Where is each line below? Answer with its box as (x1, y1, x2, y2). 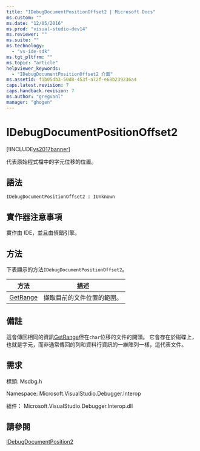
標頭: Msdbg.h (6, 378, 42, 385)
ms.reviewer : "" (6, 32, 47, 38)
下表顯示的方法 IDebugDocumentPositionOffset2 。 (6, 266, 128, 273)
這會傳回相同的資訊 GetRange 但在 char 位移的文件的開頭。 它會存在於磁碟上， (6, 333, 198, 341)
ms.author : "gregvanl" (6, 93, 64, 100)
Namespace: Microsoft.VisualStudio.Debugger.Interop (6, 390, 141, 397)
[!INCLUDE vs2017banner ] (6, 145, 71, 152)
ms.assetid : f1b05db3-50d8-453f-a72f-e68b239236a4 (6, 76, 137, 83)
